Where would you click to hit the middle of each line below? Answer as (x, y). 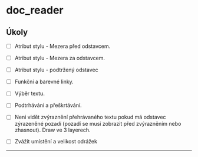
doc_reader (35, 10)
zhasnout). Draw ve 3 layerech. (52, 130)
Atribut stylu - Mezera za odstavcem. (60, 58)
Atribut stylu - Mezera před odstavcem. (62, 46)
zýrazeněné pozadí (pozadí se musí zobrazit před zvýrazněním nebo (98, 124)
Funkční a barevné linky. (44, 82)
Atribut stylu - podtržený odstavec (56, 70)
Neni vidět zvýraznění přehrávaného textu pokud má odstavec (90, 117)
